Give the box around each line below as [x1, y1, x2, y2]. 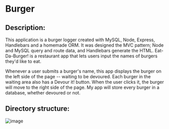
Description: [5, 23, 46, 32]
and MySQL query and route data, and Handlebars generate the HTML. [5, 48, 154, 53]
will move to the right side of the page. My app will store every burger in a [5, 84, 160, 90]
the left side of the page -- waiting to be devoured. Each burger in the [5, 74, 151, 79]
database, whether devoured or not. [5, 90, 81, 95]
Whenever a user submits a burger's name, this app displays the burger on [5, 68, 161, 74]
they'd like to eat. [5, 58, 42, 64]
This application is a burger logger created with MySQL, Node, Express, [5, 37, 155, 43]
